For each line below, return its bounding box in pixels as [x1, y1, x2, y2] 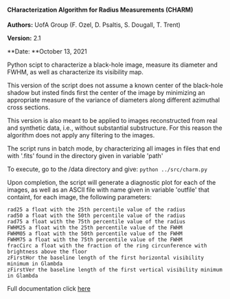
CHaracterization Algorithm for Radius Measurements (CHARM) [7, 5, 194, 14]
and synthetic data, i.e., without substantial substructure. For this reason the [7, 124, 222, 132]
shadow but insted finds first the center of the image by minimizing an [7, 89, 205, 97]
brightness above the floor [7, 248, 88, 256]
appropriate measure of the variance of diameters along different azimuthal [7, 96, 220, 104]
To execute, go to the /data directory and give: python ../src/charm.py [7, 165, 208, 173]
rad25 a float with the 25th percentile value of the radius [7, 206, 186, 213]
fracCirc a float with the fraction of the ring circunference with [7, 243, 207, 250]
